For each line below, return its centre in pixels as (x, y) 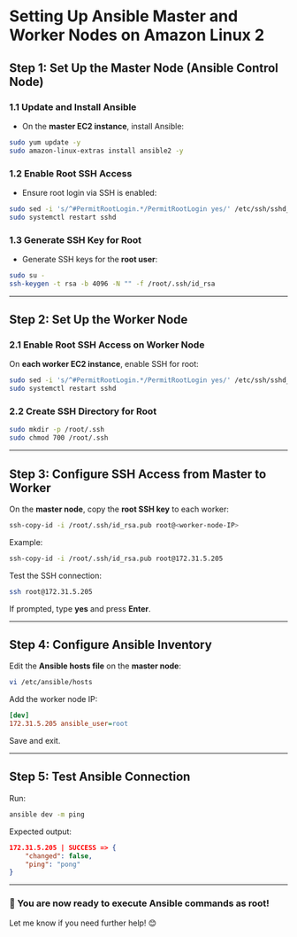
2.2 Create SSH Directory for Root (83, 411)
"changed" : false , (59, 856)
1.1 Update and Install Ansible (73, 106)
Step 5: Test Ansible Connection (100, 777)
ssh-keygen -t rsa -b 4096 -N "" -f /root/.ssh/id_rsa (112, 284)
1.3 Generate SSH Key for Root (76, 239)
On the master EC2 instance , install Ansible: (103, 126)
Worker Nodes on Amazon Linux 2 (137, 35)
